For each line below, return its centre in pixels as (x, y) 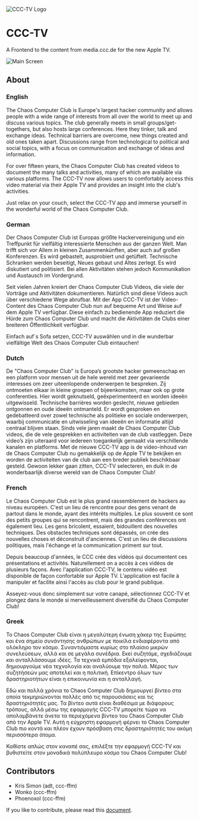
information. (21, 154)
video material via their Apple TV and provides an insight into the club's (94, 185)
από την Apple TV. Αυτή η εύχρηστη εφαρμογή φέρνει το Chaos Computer (98, 722)
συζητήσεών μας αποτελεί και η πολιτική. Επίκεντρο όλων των (84, 672)
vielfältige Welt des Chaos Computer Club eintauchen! (72, 342)
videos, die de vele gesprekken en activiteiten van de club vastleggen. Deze (99, 434)
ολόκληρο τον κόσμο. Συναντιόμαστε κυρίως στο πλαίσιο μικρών (87, 647)
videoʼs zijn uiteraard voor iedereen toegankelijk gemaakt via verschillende (97, 441)
